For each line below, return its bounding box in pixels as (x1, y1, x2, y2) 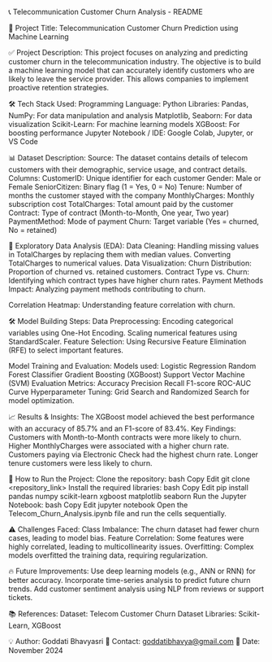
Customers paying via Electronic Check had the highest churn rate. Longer (8, 449, 258, 459)
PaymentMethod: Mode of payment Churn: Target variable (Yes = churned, (8, 217, 260, 226)
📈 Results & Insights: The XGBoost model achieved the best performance (8, 412, 255, 422)
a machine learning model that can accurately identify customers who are (8, 65, 255, 75)
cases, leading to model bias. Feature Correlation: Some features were (8, 533, 244, 542)
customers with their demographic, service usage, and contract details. (8, 164, 248, 174)
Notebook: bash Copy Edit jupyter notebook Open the (8, 500, 188, 510)
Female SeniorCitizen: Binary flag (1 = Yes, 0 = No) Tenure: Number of (8, 182, 243, 191)
